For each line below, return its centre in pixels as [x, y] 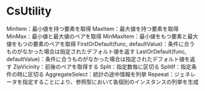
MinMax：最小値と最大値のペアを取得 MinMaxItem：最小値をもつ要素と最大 [102, 36]
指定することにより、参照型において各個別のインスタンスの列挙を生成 [110, 82]
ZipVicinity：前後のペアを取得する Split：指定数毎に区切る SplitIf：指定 [102, 66]
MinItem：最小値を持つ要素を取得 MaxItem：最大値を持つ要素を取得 [93, 29]
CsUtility [29, 11]
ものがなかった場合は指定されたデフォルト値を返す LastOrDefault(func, [96, 51]
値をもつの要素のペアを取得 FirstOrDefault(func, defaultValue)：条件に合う [101, 44]
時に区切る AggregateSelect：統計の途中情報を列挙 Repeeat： [95, 74]
